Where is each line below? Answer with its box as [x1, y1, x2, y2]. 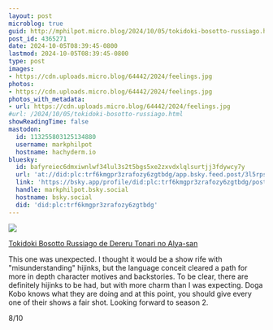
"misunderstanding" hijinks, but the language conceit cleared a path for [8, 263, 248, 272]
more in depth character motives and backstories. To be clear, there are [8, 271, 249, 281]
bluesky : [8, 155, 38, 163]
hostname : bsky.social [15, 193, 93, 202]
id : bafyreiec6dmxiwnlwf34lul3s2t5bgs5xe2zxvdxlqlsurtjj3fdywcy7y [15, 163, 245, 172]
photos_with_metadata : [8, 95, 85, 103]
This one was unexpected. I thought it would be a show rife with [8, 254, 223, 264]
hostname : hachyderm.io [15, 148, 96, 156]
